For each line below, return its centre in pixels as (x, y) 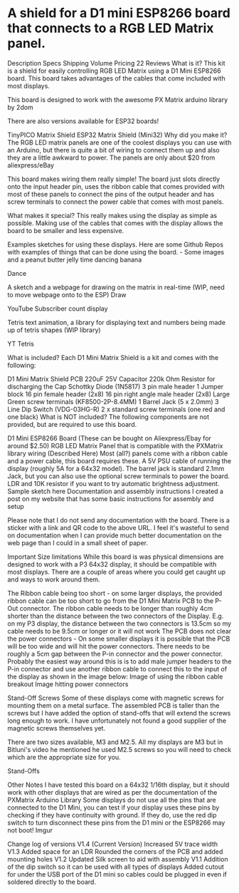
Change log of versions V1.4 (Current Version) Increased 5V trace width (113, 844)
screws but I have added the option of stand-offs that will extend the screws (119, 713)
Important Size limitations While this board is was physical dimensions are (116, 557)
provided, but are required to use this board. (72, 424)
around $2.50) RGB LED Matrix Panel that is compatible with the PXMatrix (115, 445)
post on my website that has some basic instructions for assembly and (111, 499)
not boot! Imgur (30, 830)
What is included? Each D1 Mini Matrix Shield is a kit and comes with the (113, 357)
